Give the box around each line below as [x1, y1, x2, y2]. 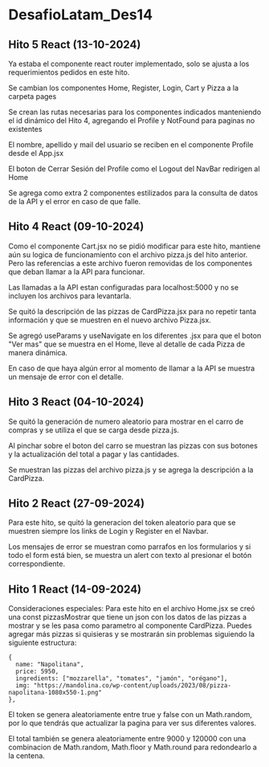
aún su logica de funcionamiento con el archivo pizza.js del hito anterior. [8, 249, 248, 259]
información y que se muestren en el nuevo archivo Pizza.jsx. [8, 315, 211, 325]
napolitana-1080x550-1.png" [8, 689, 103, 697]
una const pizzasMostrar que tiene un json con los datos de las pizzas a [8, 613, 247, 622]
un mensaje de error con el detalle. [8, 371, 124, 381]
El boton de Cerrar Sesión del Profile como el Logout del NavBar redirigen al [8, 164, 260, 174]
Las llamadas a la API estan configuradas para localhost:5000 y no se [8, 282, 239, 292]
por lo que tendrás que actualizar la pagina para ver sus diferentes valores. [8, 718, 257, 728]
